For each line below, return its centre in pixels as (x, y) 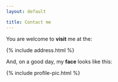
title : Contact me (29, 22)
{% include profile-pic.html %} (43, 73)
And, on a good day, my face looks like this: (59, 61)
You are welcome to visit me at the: (49, 39)
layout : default (26, 11)
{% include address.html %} (40, 50)
